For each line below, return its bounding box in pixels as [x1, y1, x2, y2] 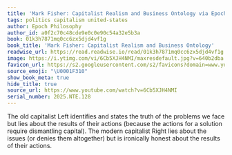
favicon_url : [7, 61, 45, 68]
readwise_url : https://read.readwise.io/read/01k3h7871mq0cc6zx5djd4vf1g [7, 49, 224, 56]
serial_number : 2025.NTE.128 [7, 94, 91, 101]
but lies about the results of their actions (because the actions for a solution [7, 120, 223, 127]
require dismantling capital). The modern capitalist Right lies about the [7, 127, 207, 135]
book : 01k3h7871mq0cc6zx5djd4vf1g [7, 36, 107, 43]
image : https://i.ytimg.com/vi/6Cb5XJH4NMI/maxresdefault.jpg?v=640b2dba [7, 55, 224, 62]
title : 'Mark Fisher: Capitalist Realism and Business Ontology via [7, 10, 209, 17]
